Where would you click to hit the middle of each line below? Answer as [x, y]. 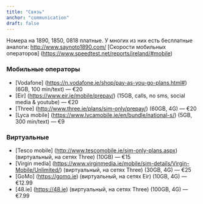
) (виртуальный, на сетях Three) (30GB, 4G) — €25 [126, 170]
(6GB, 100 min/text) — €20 [49, 89]
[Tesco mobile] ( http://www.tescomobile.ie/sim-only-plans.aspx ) [96, 150]
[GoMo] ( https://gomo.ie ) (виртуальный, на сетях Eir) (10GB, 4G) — [101, 176]
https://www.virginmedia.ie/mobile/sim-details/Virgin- [122, 163]
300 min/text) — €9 [40, 121]
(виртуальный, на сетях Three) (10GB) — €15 [73, 157]
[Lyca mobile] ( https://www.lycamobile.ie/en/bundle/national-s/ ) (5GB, [104, 115]
